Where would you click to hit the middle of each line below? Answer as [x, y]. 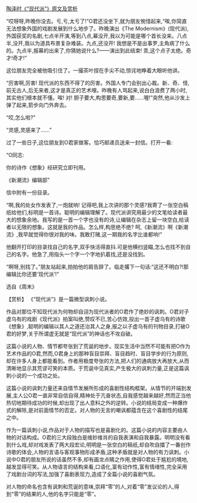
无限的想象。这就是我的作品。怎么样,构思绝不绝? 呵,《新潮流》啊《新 [100, 227]
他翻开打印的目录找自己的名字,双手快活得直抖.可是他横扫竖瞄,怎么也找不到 [96, 247]
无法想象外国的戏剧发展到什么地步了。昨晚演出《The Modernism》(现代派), [98, 29]
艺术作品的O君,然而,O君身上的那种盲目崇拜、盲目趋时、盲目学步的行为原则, [97, 354]
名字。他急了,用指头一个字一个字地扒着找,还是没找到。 [82, 254]
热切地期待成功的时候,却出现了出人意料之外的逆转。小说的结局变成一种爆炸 [97, 403]
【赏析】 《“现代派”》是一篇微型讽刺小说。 [58, 299]
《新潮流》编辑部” [28, 180]
